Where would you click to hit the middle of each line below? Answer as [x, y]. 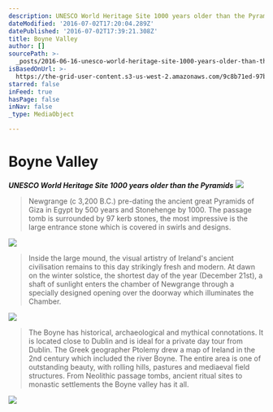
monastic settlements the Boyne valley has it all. [108, 384]
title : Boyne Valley [43, 39]
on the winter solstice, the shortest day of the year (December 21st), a [145, 275]
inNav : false [30, 107]
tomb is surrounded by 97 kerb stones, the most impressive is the [138, 218]
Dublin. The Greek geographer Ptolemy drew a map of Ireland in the [142, 349]
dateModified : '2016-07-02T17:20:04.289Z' [81, 24]
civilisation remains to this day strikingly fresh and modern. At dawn [142, 266]
